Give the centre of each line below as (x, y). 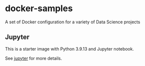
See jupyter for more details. (34, 58)
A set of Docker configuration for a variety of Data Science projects (72, 22)
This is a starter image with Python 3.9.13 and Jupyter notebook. (70, 49)
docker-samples (39, 8)
